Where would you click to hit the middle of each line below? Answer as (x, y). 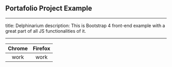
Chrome (18, 48)
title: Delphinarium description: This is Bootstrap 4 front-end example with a (85, 26)
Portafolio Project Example (49, 8)
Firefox (41, 48)
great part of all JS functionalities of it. (46, 31)
